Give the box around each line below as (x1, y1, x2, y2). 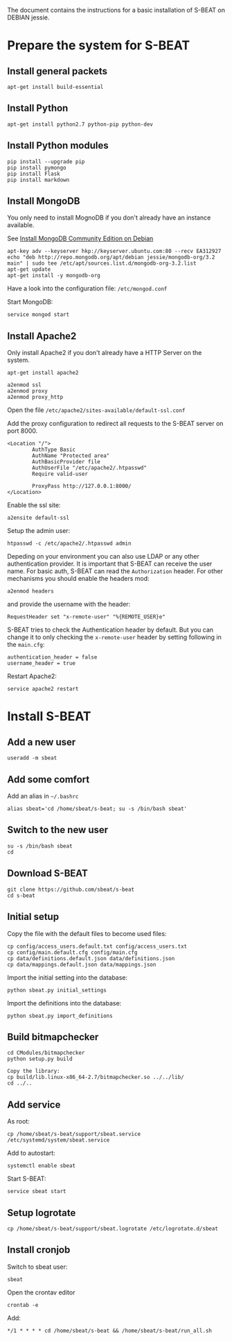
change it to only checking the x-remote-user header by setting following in (7, 633, 222, 641)
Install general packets (7, 65, 108, 77)
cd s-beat (7, 892, 36, 899)
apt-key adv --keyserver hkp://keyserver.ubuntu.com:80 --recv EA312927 (7, 248, 222, 255)
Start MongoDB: (7, 298, 53, 306)
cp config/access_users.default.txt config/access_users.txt (7, 943, 188, 950)
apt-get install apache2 (7, 370, 79, 377)
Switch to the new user (7, 824, 109, 836)
